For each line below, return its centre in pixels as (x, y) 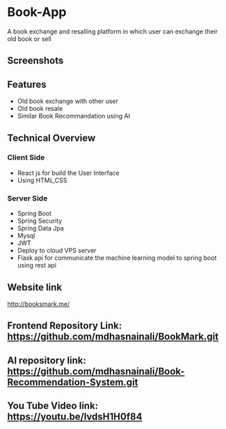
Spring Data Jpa (40, 228)
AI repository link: (47, 360)
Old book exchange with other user (68, 101)
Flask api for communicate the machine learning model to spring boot (117, 258)
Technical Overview (51, 138)
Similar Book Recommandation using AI (74, 116)
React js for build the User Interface (68, 173)
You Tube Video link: (53, 406)
